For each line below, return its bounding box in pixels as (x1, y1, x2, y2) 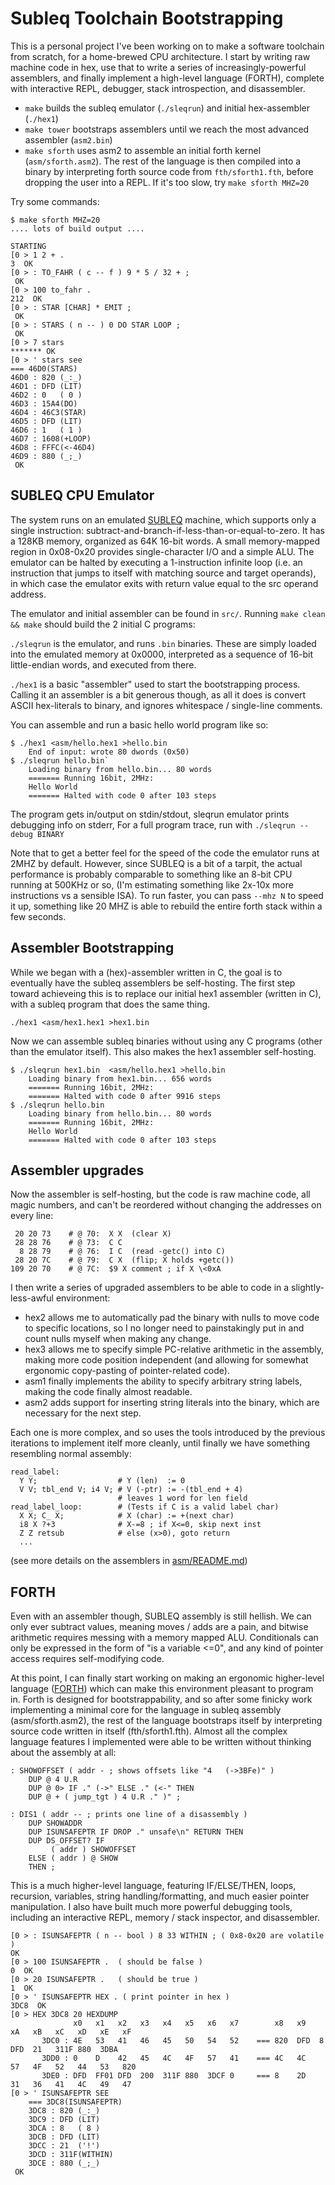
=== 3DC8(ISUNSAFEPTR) (28, 2097, 123, 2107)
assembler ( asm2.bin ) (24, 133, 113, 146)
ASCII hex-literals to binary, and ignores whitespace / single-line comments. (10, 699, 323, 711)
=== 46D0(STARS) (10, 363, 78, 374)
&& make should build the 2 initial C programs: (10, 618, 196, 630)
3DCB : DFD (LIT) (28, 2132, 101, 2142)
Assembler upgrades (10, 1162, 145, 1179)
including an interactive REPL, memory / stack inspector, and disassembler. (10, 1912, 320, 1924)
